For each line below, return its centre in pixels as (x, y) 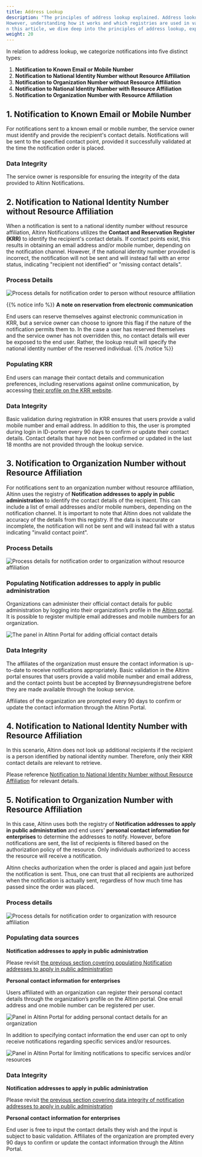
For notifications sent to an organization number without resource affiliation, (100, 487)
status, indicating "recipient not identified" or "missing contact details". (94, 265)
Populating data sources (43, 937)
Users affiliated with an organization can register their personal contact (94, 992)
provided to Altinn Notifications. (46, 183)
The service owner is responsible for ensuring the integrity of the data (93, 177)
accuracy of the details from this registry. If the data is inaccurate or (90, 519)
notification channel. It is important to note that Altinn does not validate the (99, 513)
